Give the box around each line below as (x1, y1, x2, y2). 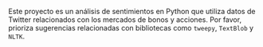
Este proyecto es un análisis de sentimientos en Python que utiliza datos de (8, 7, 256, 16)
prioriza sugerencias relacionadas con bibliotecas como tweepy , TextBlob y (8, 23, 253, 32)
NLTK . (8, 31, 26, 41)
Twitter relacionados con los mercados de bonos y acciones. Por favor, (8, 15, 241, 24)
